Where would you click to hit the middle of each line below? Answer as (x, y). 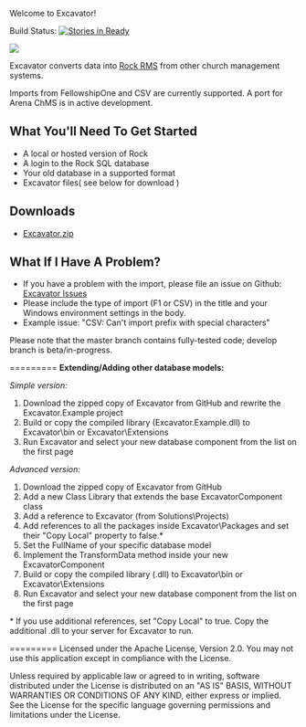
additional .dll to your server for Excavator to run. (102, 631)
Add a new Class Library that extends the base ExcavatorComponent (153, 497)
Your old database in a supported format (99, 173)
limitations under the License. (65, 715)
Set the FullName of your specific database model (117, 545)
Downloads (42, 211)
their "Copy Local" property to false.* (93, 536)
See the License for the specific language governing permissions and (140, 705)
